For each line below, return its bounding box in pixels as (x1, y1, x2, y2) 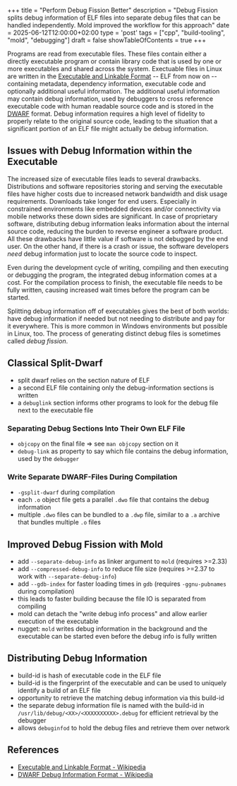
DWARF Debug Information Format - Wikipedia (17, 770, 154, 778)
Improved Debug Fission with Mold (7, 539, 164, 551)
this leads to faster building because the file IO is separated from (17, 595, 206, 603)
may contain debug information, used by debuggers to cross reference (7, 94, 214, 103)
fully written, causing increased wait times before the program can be (7, 285, 210, 294)
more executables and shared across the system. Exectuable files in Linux (7, 65, 222, 73)
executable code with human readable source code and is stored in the (7, 102, 214, 110)
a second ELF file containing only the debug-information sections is (17, 383, 214, 392)
